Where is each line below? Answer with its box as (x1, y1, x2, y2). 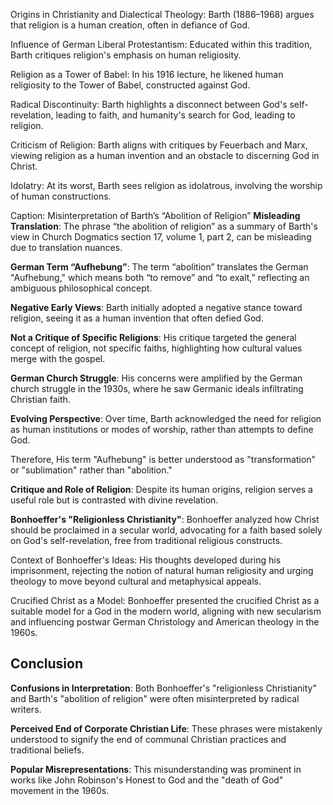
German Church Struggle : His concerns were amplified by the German (10, 372, 303, 384)
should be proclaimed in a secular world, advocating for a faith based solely (10, 524, 323, 536)
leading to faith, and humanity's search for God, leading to (55, 109, 296, 121)
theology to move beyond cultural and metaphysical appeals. (10, 575, 262, 587)
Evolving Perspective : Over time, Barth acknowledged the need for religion (10, 413, 322, 424)
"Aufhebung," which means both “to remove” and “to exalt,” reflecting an (10, 272, 310, 283)
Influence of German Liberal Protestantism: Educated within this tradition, (10, 39, 313, 50)
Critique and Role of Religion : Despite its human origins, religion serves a (10, 484, 313, 495)
